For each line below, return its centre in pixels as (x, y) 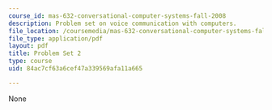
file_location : (34, 31)
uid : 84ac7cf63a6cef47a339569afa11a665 (76, 69)
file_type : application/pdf (56, 38)
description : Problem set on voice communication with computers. (123, 23)
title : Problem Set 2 (45, 53)
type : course (30, 61)
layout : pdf (28, 46)
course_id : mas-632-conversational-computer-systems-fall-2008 (117, 16)
